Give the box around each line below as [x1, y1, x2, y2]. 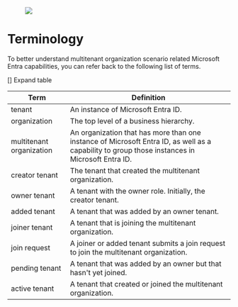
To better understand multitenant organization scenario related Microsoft [7, 54, 220, 63]
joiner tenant [11, 222, 53, 232]
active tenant [11, 284, 55, 294]
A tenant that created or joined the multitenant [69, 279, 223, 289]
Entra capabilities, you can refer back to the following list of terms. [7, 62, 201, 70]
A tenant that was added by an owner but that [69, 259, 222, 269]
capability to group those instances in [69, 145, 195, 155]
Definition [131, 92, 166, 102]
